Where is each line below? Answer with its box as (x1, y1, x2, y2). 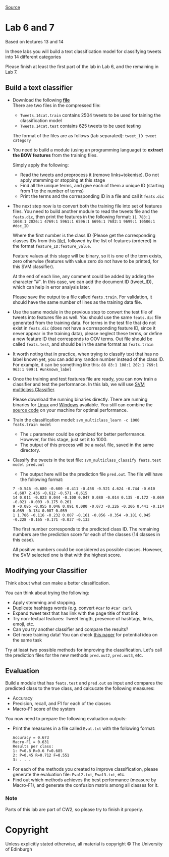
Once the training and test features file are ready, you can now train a (12, 376, 157, 382)
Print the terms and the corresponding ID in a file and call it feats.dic (20, 193, 164, 199)
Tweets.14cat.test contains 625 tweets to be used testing (20, 123, 141, 129)
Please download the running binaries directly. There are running (12, 396, 148, 402)
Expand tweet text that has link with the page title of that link (12, 610, 139, 616)
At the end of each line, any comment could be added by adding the (12, 273, 154, 279)
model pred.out (12, 462, 45, 467)
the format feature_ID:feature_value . (12, 243, 91, 249)
